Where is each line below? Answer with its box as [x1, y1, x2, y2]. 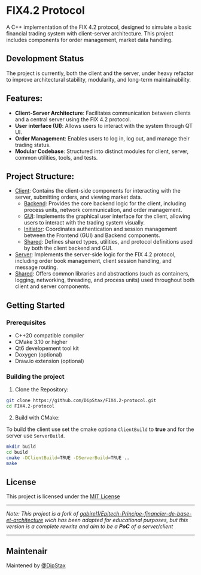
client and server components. [14, 283, 91, 290]
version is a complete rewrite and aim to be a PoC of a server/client [6, 523, 173, 530]
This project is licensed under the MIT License [6, 493, 121, 500]
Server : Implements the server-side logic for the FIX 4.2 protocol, [14, 251, 176, 258]
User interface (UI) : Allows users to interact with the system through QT [14, 122, 193, 129]
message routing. [14, 263, 59, 271]
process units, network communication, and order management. [23, 206, 182, 214]
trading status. [14, 141, 51, 148]
